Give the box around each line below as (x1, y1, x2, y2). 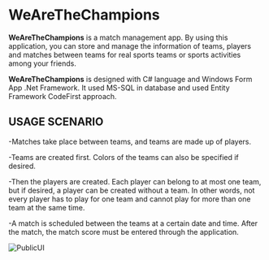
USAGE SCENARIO (8, 115, 104, 129)
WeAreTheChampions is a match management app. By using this (8, 32, 228, 42)
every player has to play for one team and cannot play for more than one (8, 193, 251, 204)
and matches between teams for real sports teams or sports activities (8, 50, 241, 59)
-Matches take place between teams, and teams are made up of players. (8, 136, 252, 146)
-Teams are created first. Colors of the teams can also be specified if (8, 152, 240, 162)
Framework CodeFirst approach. (8, 91, 117, 101)
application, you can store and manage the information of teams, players (8, 41, 252, 50)
